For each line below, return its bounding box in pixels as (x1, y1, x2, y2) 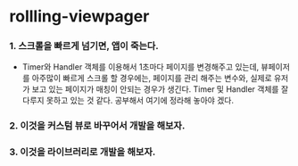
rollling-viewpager (9, 6, 150, 27)
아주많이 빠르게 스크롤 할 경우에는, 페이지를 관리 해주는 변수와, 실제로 (31, 73, 272, 84)
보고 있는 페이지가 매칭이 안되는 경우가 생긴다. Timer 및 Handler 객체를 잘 (31, 84, 289, 95)
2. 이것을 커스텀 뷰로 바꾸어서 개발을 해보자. (9, 120, 186, 132)
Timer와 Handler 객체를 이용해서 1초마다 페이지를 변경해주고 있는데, (21, 62, 260, 72)
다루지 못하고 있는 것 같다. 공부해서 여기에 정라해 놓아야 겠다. (21, 95, 235, 106)
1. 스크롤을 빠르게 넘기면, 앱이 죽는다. (9, 40, 159, 53)
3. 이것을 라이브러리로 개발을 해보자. (9, 145, 156, 158)
